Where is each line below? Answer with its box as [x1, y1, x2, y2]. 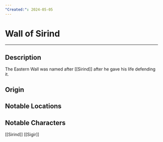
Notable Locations [5, 102, 62, 110]
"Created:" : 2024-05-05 [5, 7, 53, 12]
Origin [5, 86, 24, 94]
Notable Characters [5, 119, 66, 127]
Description [5, 53, 41, 61]
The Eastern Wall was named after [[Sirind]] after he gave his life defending [5, 66, 156, 72]
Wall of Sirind [5, 28, 60, 39]
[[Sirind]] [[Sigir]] [5, 131, 40, 137]
